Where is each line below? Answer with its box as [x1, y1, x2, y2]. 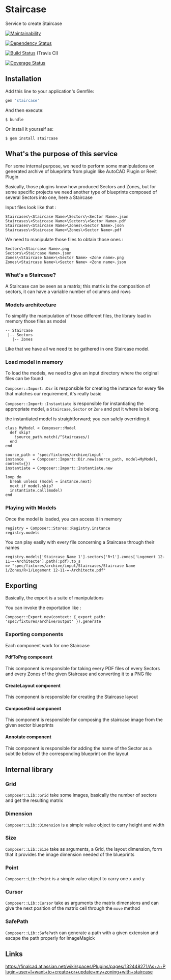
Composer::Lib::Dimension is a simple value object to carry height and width [5, 822, 164, 828]
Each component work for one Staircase [5, 642, 90, 648]
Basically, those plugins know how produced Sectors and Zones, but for [5, 184, 156, 190]
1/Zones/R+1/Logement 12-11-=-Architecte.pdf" [5, 567, 106, 573]
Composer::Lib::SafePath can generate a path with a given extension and [5, 930, 159, 936]
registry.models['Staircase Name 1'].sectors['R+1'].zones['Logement [5, 554, 156, 559]
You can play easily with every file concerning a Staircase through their [5, 539, 155, 545]
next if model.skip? [10, 483, 53, 489]
